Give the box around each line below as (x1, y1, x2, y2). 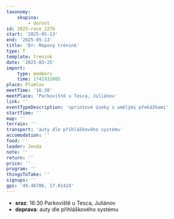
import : (6, 65, 26, 71)
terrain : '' (6, 121, 36, 127)
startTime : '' (6, 110, 42, 116)
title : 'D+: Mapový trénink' (6, 43, 80, 49)
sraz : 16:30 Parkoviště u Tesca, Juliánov (14, 199, 116, 206)
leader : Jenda (6, 143, 42, 150)
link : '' (6, 98, 28, 104)
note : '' (6, 149, 28, 155)
